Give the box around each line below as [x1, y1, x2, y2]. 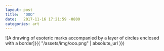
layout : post [5, 7, 33, 12]
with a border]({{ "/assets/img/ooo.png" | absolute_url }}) [5, 40, 125, 46]
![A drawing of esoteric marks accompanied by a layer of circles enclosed [5, 35, 159, 41]
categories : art [5, 21, 39, 26]
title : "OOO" [5, 12, 35, 17]
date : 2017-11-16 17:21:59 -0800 [5, 16, 80, 21]
